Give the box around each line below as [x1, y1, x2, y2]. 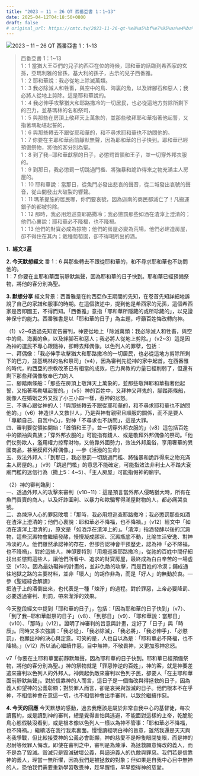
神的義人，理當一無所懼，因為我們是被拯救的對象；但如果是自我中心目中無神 [6, 756, 193, 764]
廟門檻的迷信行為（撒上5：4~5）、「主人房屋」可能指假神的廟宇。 [6, 469, 165, 476]
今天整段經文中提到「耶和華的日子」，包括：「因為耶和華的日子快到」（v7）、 [6, 605, 188, 612]
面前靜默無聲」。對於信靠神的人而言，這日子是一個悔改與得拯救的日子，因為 [6, 677, 191, 684]
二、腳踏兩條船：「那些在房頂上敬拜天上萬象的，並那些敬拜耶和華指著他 [6, 380, 180, 387]
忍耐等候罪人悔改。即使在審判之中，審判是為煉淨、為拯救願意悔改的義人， [6, 742, 188, 749]
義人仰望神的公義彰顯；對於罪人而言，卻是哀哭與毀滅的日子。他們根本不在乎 [6, 685, 193, 692]
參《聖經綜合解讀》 [6, 578, 53, 585]
